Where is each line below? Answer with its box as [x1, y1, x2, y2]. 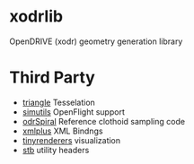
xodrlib [9, 6, 64, 27]
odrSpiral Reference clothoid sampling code [22, 116, 186, 126]
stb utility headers [22, 144, 90, 155]
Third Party [9, 67, 96, 88]
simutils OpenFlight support [22, 106, 126, 117]
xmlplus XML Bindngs [22, 125, 103, 136]
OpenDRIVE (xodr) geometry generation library [9, 36, 183, 47]
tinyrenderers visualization [22, 134, 121, 145]
